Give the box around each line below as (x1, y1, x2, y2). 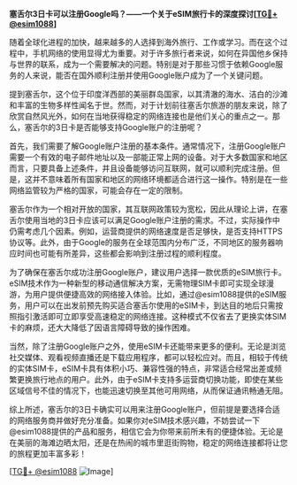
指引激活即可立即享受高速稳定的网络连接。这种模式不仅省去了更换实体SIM (16, 312, 287, 321)
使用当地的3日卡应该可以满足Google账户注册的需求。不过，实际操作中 (24, 215, 281, 225)
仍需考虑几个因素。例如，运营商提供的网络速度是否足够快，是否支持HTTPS (9, 226, 283, 236)
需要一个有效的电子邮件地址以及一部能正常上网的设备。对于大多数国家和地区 (9, 152, 288, 162)
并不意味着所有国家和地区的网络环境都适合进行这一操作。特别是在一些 (32, 174, 288, 184)
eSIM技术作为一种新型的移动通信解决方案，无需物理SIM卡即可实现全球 (9, 278, 267, 289)
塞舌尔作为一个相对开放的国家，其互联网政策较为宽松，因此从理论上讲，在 (9, 204, 280, 214)
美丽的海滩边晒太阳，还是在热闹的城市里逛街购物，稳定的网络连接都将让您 (16, 437, 288, 448)
